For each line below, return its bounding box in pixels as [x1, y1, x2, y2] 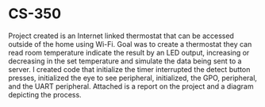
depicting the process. [8, 90, 82, 99]
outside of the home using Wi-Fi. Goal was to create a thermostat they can [8, 39, 252, 48]
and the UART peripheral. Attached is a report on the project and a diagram [8, 81, 254, 91]
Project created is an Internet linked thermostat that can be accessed [8, 31, 234, 40]
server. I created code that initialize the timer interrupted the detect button [8, 64, 251, 74]
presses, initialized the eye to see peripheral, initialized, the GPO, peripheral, [8, 73, 258, 82]
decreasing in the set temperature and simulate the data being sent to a [8, 56, 242, 66]
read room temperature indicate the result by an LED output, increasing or [8, 48, 250, 57]
